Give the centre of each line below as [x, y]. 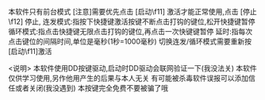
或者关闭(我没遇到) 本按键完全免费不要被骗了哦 [92, 88]
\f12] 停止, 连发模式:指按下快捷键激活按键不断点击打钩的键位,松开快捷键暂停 [132, 21]
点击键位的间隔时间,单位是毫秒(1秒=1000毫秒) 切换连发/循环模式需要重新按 [130, 41]
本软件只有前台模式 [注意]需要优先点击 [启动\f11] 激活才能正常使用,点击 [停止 [132, 12]
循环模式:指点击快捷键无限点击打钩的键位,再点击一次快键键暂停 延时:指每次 [131, 31]
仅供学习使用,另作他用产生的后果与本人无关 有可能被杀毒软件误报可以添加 [128, 78]
